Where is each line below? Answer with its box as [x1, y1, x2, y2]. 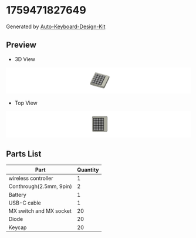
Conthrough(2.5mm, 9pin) [8, 183, 72, 190]
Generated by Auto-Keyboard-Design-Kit [6, 23, 106, 30]
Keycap [8, 224, 27, 231]
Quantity [77, 166, 99, 173]
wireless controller [8, 175, 54, 182]
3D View [14, 55, 35, 62]
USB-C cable [8, 199, 41, 206]
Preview [6, 40, 37, 50]
